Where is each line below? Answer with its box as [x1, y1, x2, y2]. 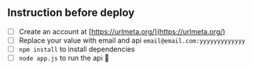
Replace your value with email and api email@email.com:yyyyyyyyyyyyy [18, 35, 246, 45]
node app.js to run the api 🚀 [18, 54, 109, 62]
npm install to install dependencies [18, 44, 135, 54]
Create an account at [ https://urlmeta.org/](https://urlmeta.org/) [18, 26, 225, 36]
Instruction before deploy [7, 6, 135, 19]
